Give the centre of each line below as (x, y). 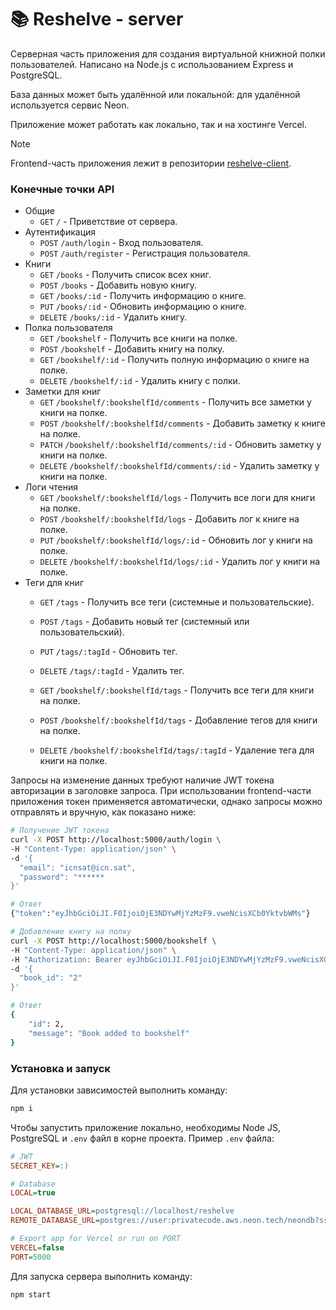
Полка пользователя (68, 328)
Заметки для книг (63, 392)
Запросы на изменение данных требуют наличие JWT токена (142, 780)
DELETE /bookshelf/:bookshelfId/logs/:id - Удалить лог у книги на (180, 562)
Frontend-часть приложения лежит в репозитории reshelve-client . (151, 163)
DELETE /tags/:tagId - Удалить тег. (112, 671)
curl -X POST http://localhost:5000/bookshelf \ (113, 941)
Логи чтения (51, 487)
